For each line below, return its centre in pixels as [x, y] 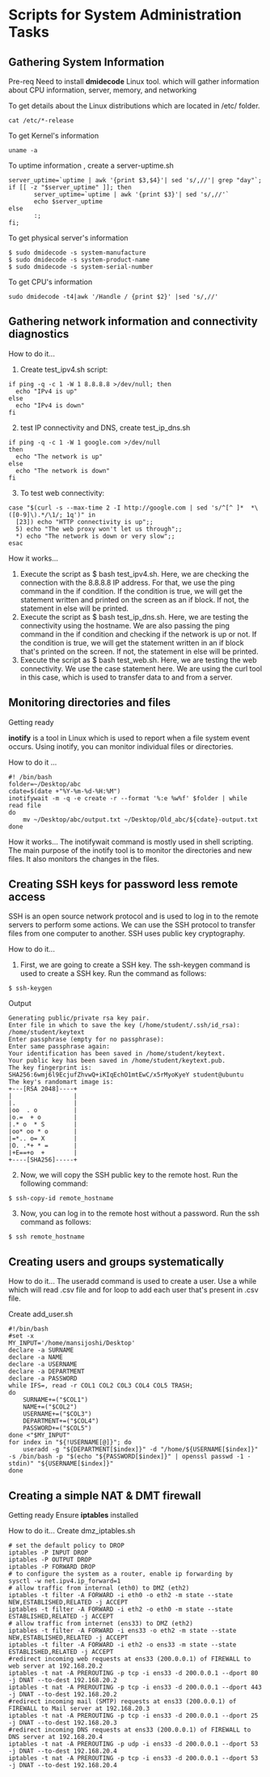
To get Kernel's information [54, 136]
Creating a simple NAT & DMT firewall [105, 1496]
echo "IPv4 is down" [50, 405]
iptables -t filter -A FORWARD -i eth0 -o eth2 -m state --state [120, 1596]
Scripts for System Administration [125, 15]
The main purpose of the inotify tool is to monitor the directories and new [130, 850]
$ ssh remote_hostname [46, 1237]
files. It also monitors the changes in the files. [84, 859]
